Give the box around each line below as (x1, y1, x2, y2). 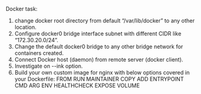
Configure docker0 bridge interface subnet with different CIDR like (14, 30, 182, 37)
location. (14, 24, 37, 31)
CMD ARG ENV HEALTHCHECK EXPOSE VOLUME (14, 82, 140, 89)
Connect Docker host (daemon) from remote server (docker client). (14, 56, 183, 63)
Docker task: (5, 5, 38, 12)
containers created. (14, 49, 64, 57)
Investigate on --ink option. (14, 62, 83, 70)
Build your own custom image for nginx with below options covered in (14, 69, 190, 76)
